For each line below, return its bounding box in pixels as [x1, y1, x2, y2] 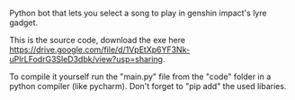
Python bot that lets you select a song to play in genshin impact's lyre [9, 8, 267, 18]
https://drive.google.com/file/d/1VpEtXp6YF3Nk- [9, 44, 191, 55]
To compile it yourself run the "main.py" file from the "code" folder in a [9, 71, 272, 82]
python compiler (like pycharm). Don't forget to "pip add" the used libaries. [9, 81, 287, 91]
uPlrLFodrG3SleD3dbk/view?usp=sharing [9, 54, 164, 64]
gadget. [9, 17, 39, 28]
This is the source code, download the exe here [9, 35, 186, 45]
